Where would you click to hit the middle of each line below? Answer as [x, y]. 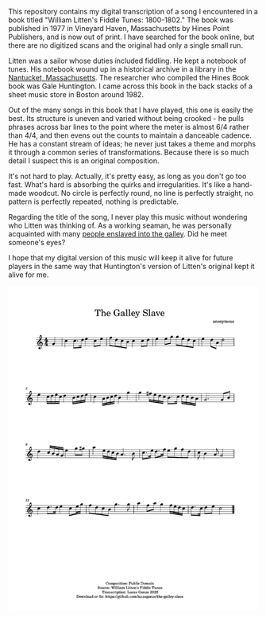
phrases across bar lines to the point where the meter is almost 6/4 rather [129, 127]
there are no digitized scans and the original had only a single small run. [126, 45]
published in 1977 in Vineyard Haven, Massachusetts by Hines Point [119, 28]
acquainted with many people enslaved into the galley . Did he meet [118, 234]
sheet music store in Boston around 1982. [76, 94]
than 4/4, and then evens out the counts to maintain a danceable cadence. [130, 135]
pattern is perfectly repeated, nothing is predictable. [94, 201]
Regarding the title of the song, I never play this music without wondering [128, 217]
